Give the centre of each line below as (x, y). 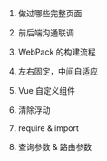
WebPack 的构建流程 (57, 52)
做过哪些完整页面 (50, 13)
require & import (49, 128)
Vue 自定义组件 (46, 91)
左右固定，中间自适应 (58, 71)
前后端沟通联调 (46, 33)
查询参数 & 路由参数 (55, 147)
